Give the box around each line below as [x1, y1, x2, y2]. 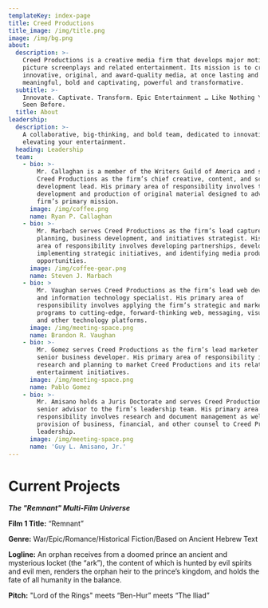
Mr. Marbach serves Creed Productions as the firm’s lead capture [37, 227, 262, 236]
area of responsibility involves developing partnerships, [37, 242, 238, 250]
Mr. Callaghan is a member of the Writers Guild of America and [37, 168, 255, 176]
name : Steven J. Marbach [29, 272, 112, 280]
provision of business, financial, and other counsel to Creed [37, 420, 251, 428]
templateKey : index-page [8, 11, 91, 20]
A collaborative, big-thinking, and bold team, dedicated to [22, 130, 230, 138]
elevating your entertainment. [22, 137, 127, 146]
